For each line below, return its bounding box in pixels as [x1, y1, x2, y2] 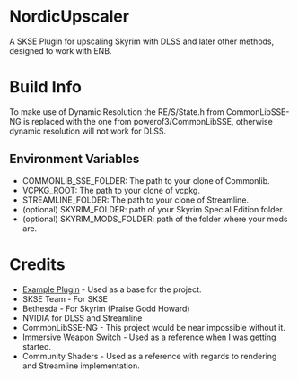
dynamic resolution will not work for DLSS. [9, 125, 167, 136]
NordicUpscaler [9, 6, 130, 27]
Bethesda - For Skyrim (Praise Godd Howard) [22, 303, 190, 314]
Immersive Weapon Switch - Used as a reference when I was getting [22, 332, 276, 342]
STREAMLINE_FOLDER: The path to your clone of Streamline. [22, 194, 250, 205]
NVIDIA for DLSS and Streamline [22, 312, 143, 324]
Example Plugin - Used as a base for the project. [22, 284, 202, 295]
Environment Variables [9, 151, 140, 167]
